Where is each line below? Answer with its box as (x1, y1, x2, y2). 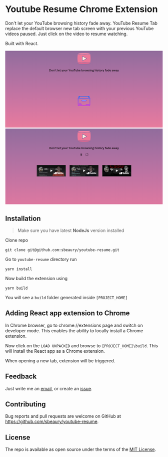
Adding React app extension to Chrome (5, 309, 130, 318)
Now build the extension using (5, 275, 68, 281)
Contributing (5, 400, 46, 408)
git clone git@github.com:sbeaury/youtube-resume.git (5, 247, 120, 253)
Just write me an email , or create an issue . (5, 385, 92, 391)
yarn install (5, 267, 32, 272)
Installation (5, 214, 41, 222)
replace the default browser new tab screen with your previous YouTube (5, 25, 154, 31)
